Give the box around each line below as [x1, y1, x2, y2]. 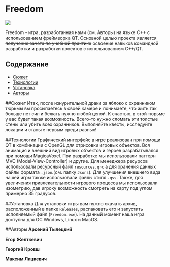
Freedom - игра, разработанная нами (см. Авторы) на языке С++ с [5, 29, 150, 36]
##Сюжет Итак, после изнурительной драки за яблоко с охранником [5, 99, 156, 106]
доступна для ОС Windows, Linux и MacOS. [5, 216, 99, 222]
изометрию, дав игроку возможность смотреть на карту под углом [5, 185, 153, 191]
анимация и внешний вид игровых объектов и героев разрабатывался [5, 147, 159, 153]
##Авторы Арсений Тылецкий [5, 226, 73, 232]
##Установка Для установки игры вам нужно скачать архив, [5, 200, 137, 206]
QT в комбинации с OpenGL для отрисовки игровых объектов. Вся [5, 142, 150, 148]
